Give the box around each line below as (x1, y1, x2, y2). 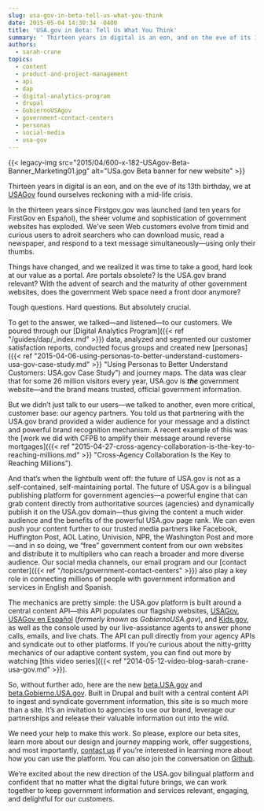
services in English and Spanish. (8, 582, 113, 591)
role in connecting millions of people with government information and (8, 574, 236, 583)
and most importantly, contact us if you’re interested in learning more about (8, 745, 253, 754)
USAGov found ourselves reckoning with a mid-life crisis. (8, 190, 193, 199)
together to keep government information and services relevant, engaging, (8, 785, 250, 795)
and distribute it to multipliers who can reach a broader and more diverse (8, 549, 245, 558)
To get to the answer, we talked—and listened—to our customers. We (8, 317, 233, 327)
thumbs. (8, 246, 35, 256)
